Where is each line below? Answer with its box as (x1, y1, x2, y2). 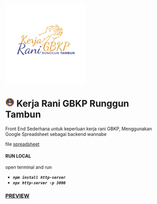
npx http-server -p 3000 (12, 180, 66, 186)
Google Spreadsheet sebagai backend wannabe (5, 131, 107, 137)
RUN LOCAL (5, 153, 32, 159)
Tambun (5, 109, 41, 120)
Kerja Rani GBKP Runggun (16, 98, 129, 110)
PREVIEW (5, 192, 30, 199)
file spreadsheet (5, 141, 40, 147)
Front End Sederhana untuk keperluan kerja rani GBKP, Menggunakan (5, 126, 152, 132)
